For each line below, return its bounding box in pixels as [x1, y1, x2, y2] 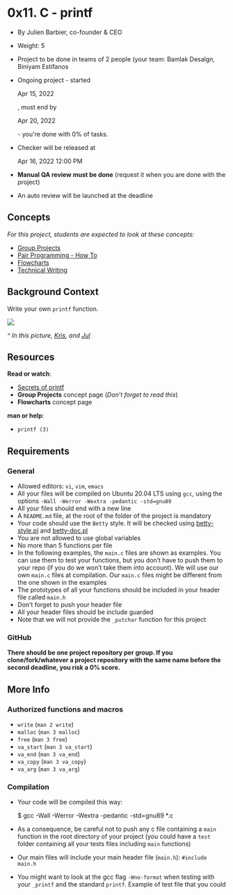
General [7, 466, 35, 475]
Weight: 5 [17, 41, 45, 49]
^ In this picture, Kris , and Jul [7, 331, 90, 339]
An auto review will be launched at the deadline [17, 191, 153, 199]
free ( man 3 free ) [17, 735, 68, 744]
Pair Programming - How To [17, 251, 97, 259]
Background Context [7, 286, 99, 298]
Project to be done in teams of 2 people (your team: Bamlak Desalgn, [17, 54, 216, 63]
